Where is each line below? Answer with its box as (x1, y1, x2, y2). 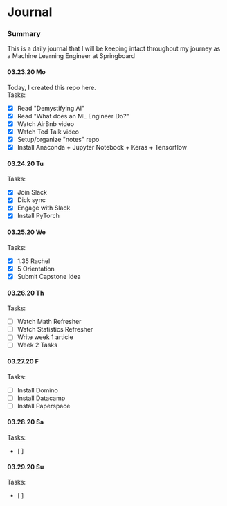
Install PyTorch (17, 212, 60, 220)
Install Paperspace (17, 401, 71, 410)
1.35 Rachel (17, 257, 51, 265)
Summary (7, 29, 42, 39)
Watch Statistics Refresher (17, 325, 93, 334)
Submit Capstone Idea (17, 272, 81, 280)
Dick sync (17, 196, 46, 204)
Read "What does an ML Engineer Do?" (17, 111, 129, 120)
